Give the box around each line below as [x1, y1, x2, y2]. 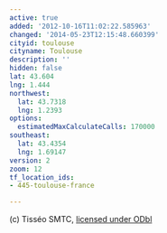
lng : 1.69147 [17, 147, 67, 156]
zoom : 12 [9, 164, 42, 173]
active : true [9, 13, 59, 23]
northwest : [9, 89, 51, 98]
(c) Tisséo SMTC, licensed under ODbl [9, 214, 153, 225]
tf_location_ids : [9, 172, 75, 182]
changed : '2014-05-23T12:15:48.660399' [9, 30, 160, 39]
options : [9, 114, 42, 123]
